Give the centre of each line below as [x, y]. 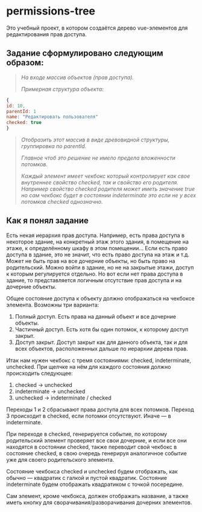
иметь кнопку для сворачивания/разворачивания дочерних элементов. [99, 502]
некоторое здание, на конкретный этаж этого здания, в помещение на [97, 241]
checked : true [24, 123]
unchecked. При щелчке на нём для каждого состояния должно [89, 366]
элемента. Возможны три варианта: [53, 305]
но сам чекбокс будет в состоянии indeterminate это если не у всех [109, 195]
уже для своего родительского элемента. [60, 459]
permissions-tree [51, 11]
